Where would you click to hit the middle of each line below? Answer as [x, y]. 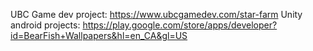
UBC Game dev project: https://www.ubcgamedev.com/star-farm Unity [156, 14]
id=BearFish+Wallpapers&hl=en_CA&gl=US [99, 35]
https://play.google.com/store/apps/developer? [180, 25]
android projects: [45, 25]
